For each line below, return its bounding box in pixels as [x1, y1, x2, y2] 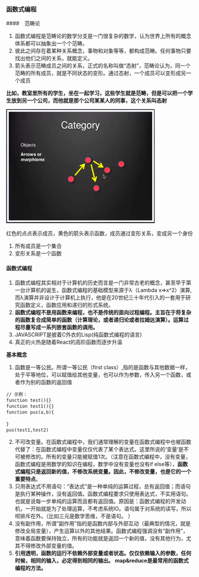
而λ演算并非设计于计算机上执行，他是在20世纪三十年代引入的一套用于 [14, 294, 186, 301]
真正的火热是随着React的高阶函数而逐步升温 [14, 338, 123, 345]
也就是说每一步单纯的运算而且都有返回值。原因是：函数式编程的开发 [14, 497, 181, 505]
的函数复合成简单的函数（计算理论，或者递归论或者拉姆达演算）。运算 [14, 316, 184, 323]
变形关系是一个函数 [14, 250, 62, 257]
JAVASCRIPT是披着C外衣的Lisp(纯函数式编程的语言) [14, 331, 142, 338]
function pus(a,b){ [6, 409, 54, 415]
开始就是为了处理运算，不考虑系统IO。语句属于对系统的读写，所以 [30, 505, 192, 512]
